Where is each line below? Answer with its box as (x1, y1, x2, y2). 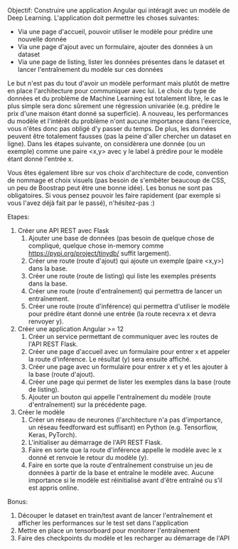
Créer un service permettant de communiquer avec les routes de (28, 333, 219, 340)
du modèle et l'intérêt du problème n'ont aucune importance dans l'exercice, (7, 117, 232, 125)
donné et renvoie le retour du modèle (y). (28, 454, 149, 461)
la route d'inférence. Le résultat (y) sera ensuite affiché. (28, 355, 192, 363)
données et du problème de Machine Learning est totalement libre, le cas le (7, 94, 229, 103)
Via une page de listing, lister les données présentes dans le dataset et (17, 58, 225, 66)
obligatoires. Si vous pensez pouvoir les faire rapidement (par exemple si (7, 192, 221, 199)
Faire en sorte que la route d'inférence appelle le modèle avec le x (28, 446, 222, 454)
